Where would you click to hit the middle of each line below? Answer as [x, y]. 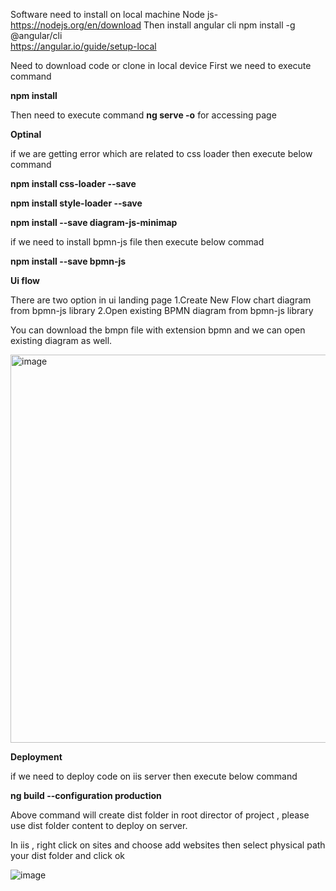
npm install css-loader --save [73, 183]
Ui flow [25, 280]
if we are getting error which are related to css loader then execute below [161, 153]
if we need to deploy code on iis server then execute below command [154, 776]
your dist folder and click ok [67, 855]
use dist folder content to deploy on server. [99, 825]
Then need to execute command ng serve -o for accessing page [143, 115]
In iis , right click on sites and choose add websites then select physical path [168, 845]
